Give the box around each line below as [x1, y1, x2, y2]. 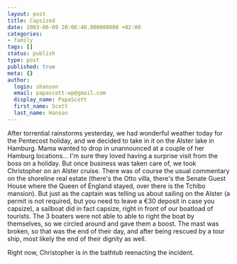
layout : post [7, 10, 46, 18]
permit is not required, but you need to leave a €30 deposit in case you [7, 197, 215, 205]
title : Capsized [7, 17, 55, 24]
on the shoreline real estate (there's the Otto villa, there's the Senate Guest [7, 174, 226, 182]
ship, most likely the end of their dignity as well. [7, 234, 147, 243]
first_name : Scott [13, 103, 69, 110]
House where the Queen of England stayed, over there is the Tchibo [7, 182, 206, 190]
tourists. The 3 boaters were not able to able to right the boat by [7, 211, 195, 220]
